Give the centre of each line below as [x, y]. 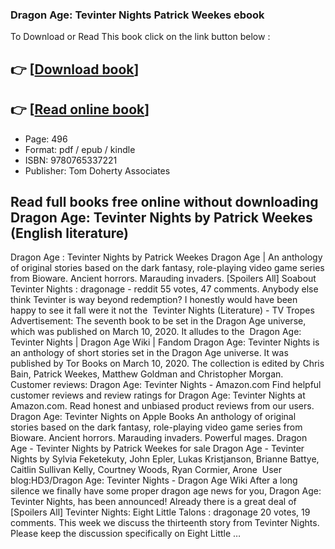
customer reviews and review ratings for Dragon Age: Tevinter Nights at [158, 395]
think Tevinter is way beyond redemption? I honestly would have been [154, 300]
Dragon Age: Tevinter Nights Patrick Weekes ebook [137, 15]
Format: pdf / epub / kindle [80, 149]
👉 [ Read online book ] [80, 109]
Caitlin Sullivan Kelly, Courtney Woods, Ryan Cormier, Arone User [146, 470]
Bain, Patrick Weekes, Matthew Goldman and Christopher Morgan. [147, 374]
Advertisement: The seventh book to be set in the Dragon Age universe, [158, 321]
